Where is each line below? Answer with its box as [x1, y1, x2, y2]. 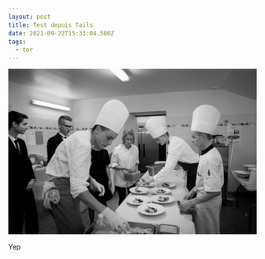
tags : [8, 38, 26, 46]
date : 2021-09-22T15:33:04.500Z [8, 29, 114, 37]
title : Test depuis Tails [8, 20, 93, 29]
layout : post [8, 13, 51, 20]
